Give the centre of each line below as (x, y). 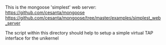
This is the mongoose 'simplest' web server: (51, 7)
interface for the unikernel (32, 38)
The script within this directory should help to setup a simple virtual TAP (79, 33)
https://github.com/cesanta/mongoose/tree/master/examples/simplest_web (83, 18)
